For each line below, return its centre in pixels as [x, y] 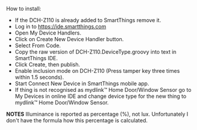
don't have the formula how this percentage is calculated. [77, 120]
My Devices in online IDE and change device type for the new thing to [101, 96]
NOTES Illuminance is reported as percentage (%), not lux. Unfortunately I [97, 114]
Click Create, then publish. [47, 64]
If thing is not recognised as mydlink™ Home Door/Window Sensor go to [103, 90]
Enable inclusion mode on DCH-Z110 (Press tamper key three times [97, 71]
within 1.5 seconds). [39, 77]
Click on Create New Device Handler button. [69, 39]
